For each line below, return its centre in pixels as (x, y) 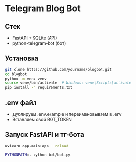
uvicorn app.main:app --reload (37, 146)
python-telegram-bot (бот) (39, 43)
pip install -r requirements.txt (39, 88)
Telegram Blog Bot (43, 8)
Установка (22, 58)
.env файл (21, 103)
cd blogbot (16, 74)
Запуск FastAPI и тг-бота (44, 135)
